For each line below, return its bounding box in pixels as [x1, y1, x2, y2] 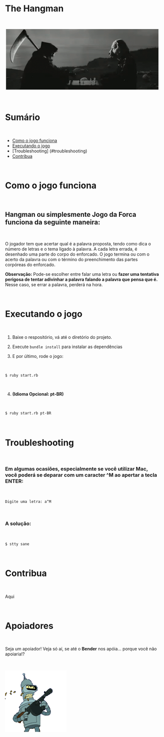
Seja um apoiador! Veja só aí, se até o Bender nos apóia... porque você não [5, 646, 157, 652]
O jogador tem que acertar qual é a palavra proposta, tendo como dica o [5, 240, 151, 246]
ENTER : [5, 478, 23, 485]
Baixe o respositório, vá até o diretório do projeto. [12, 334, 113, 340]
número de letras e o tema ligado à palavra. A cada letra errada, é [5, 246, 138, 252]
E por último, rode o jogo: [12, 353, 64, 359]
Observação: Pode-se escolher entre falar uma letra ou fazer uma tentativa [5, 271, 159, 277]
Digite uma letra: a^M [5, 499, 51, 504]
